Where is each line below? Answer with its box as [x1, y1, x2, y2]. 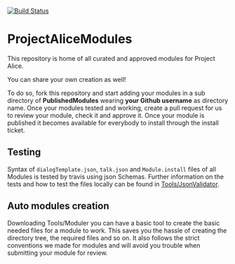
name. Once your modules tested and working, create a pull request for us [7, 104, 222, 112]
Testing [7, 146, 41, 158]
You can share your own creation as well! [7, 75, 126, 83]
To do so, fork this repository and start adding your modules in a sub [7, 88, 206, 97]
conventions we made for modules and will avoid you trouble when [7, 241, 201, 249]
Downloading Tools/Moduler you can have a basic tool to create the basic [7, 218, 220, 227]
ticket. [7, 126, 26, 134]
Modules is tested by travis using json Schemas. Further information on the [7, 172, 224, 181]
